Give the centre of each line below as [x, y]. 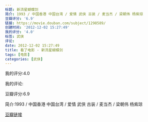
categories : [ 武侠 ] [24, 59]
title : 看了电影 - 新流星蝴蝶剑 [34, 50]
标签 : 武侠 [15, 37]
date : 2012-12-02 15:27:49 [32, 46]
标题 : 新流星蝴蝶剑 [22, 9]
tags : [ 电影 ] [17, 54]
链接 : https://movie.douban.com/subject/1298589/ [55, 23]
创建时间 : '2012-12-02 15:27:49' [37, 28]
